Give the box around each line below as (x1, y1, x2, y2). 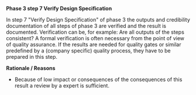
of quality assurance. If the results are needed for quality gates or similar (6, 41, 181, 48)
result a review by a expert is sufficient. (14, 82, 110, 89)
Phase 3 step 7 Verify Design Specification (6, 5, 112, 12)
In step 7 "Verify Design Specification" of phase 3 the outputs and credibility (6, 16, 190, 23)
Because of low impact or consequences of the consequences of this (14, 76, 183, 83)
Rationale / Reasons (6, 65, 56, 72)
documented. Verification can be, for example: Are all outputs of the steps (6, 29, 184, 36)
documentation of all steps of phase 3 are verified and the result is (6, 23, 167, 29)
